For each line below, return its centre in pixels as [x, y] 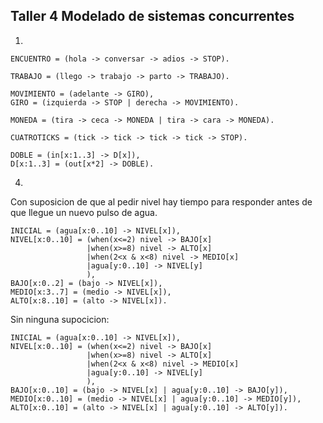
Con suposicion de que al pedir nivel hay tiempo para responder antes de [161, 201]
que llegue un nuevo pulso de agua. [84, 212]
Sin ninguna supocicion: [60, 319]
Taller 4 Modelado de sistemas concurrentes [152, 16]
